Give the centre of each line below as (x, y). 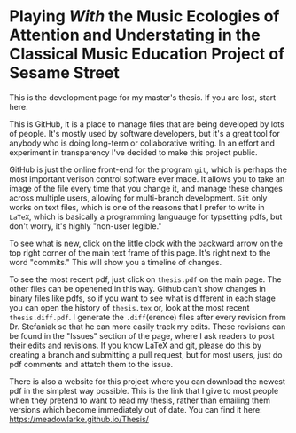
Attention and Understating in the (135, 35)
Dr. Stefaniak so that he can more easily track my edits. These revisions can (148, 327)
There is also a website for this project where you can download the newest (148, 381)
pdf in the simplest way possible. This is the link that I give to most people (144, 390)
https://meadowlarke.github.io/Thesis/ (79, 419)
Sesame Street (64, 73)
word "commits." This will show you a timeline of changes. (116, 262)
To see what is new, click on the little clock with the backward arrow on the (146, 243)
